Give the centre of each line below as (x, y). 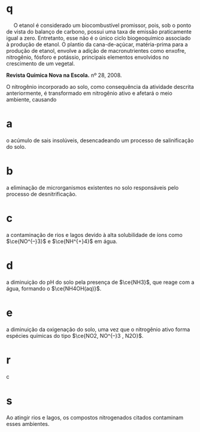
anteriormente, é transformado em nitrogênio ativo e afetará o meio (89, 93)
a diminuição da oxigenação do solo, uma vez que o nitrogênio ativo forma (98, 329)
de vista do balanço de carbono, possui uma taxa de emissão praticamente (99, 31)
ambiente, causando (31, 99)
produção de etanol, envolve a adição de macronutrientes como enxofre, (96, 50)
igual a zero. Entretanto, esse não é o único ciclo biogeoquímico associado (99, 38)
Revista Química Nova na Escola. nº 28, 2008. (64, 75)
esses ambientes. (28, 424)
